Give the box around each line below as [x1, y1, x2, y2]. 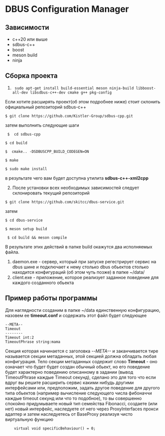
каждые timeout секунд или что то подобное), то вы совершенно [5, 395, 142, 401]
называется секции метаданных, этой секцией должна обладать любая [5, 353, 157, 359]
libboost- [135, 86, 156, 91]
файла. [5, 249, 20, 255]
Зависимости [5, 23, 49, 32]
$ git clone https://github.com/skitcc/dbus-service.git [5, 199, 125, 204]
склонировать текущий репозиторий [12, 190, 90, 196]
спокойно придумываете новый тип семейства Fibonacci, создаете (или [5, 400, 158, 406]
